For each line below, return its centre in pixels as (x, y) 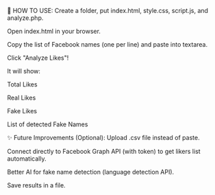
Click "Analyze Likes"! (38, 58)
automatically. (27, 159)
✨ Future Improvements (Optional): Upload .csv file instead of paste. (103, 138)
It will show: (24, 71)
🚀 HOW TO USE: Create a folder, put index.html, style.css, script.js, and (108, 11)
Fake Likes (22, 111)
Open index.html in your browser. (54, 31)
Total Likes (22, 84)
